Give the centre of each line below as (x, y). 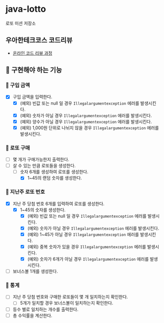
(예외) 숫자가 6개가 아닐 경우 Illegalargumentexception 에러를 (88, 259)
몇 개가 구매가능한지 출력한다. (41, 160)
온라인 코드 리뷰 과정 (32, 53)
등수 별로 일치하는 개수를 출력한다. (45, 309)
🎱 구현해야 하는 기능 (34, 70)
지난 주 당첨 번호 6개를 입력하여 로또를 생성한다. (58, 204)
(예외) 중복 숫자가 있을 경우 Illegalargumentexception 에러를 (87, 246)
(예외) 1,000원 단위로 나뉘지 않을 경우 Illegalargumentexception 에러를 (89, 128)
